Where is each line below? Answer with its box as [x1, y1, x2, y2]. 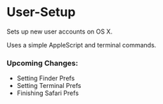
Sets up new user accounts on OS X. [6, 27, 113, 36]
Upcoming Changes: [6, 58, 79, 68]
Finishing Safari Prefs [16, 89, 79, 98]
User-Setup [6, 4, 76, 20]
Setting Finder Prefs [16, 74, 75, 82]
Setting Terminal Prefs [16, 82, 81, 90]
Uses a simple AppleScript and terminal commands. [6, 40, 157, 49]
